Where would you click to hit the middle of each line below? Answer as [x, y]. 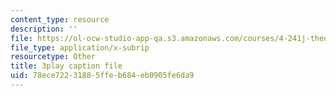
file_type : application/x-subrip [80, 47]
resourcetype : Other [53, 57]
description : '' [44, 29]
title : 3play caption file [66, 66]
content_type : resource [60, 19]
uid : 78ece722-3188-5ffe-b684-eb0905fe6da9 [102, 76]
